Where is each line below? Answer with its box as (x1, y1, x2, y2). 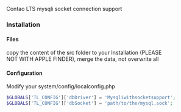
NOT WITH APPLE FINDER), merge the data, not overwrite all (6, 55, 159, 63)
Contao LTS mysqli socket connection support (6, 5, 122, 12)
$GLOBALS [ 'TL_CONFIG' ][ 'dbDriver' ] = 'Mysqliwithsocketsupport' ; (6, 94, 176, 101)
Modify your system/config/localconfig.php (6, 83, 116, 90)
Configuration (6, 69, 43, 77)
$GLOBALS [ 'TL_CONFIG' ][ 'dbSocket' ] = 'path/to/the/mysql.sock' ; (6, 100, 173, 107)
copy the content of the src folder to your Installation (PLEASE (6, 49, 162, 57)
